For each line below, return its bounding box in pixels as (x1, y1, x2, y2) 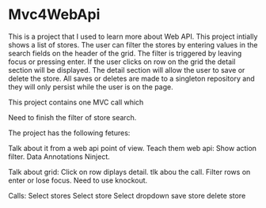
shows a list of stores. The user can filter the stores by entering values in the (8, 40, 258, 49)
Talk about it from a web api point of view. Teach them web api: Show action (8, 143, 257, 153)
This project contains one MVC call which (8, 97, 144, 107)
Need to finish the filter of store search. (8, 112, 137, 122)
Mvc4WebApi (8, 6, 101, 24)
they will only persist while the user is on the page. (8, 81, 173, 92)
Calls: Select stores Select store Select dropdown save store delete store (8, 191, 246, 200)
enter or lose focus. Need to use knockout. (8, 176, 148, 185)
